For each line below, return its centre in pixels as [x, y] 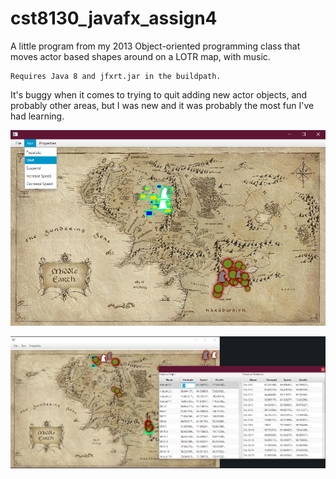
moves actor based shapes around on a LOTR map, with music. [140, 56]
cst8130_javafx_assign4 [114, 18]
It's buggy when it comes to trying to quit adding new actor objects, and [159, 94]
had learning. [37, 116]
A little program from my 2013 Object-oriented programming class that [155, 46]
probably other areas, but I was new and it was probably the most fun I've [162, 105]
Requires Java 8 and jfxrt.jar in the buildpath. [116, 76]
